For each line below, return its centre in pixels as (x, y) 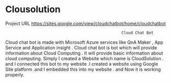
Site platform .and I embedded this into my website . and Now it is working (83, 69)
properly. (15, 74)
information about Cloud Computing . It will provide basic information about (84, 53)
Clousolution (33, 9)
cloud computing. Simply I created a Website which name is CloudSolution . (84, 58)
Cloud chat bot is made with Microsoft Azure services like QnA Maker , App (84, 42)
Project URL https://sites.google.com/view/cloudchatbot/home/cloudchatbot (85, 23)
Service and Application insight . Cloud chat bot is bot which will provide (81, 47)
